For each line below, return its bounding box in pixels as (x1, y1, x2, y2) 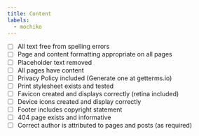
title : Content (7, 10, 52, 17)
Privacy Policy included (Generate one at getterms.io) (17, 74, 172, 82)
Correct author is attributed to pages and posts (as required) (17, 121, 193, 129)
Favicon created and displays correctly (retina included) (17, 89, 179, 98)
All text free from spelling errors (17, 43, 110, 51)
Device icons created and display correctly (17, 97, 142, 105)
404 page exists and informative (17, 113, 111, 121)
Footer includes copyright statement (17, 105, 123, 114)
